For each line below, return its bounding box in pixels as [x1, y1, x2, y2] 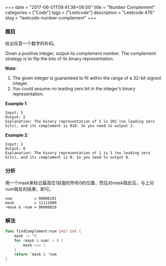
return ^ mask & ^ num [14, 252, 57, 257]
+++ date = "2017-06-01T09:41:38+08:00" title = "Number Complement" [5, 4, 156, 10]
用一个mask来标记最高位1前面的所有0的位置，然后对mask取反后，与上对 [5, 180, 154, 186]
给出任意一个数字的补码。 [5, 40, 58, 46]
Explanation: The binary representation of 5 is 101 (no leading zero [5, 119, 155, 124]
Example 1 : [5, 101, 28, 107]
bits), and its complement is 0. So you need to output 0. [5, 155, 131, 160]
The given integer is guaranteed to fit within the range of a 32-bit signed [12, 75, 161, 81]
